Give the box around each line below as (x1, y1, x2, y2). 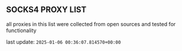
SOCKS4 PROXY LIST (6, 5, 87, 15)
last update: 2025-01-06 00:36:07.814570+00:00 (6, 38, 121, 45)
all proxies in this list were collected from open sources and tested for (6, 20, 176, 27)
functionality (6, 27, 37, 34)
